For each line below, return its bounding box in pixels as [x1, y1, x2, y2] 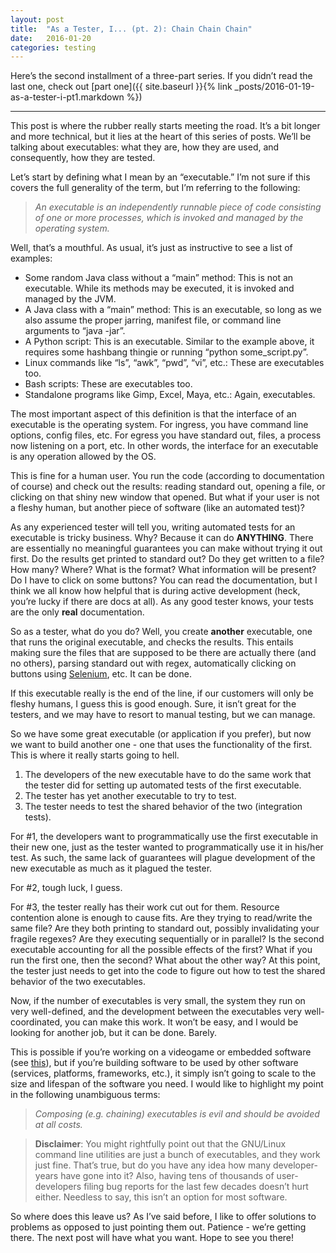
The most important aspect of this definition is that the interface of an [10, 408, 297, 420]
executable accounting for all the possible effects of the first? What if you [10, 944, 313, 956]
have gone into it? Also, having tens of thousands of [60, 1170, 275, 1182]
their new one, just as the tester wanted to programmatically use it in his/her [10, 841, 324, 853]
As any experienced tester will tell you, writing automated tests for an [10, 521, 296, 533]
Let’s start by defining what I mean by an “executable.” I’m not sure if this [10, 171, 311, 183]
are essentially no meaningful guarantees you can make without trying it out [10, 542, 323, 555]
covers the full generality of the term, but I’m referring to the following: [10, 182, 301, 194]
